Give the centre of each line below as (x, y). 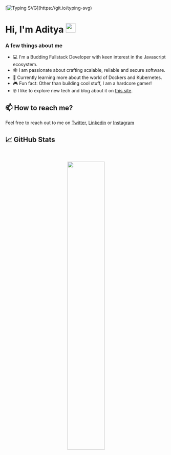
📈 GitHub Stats (30, 139)
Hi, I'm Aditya (35, 29)
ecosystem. (25, 65)
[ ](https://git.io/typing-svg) (49, 8)
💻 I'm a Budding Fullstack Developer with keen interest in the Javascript (89, 57)
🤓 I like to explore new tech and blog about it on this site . (73, 91)
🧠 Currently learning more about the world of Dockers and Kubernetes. (87, 77)
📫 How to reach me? (39, 108)
